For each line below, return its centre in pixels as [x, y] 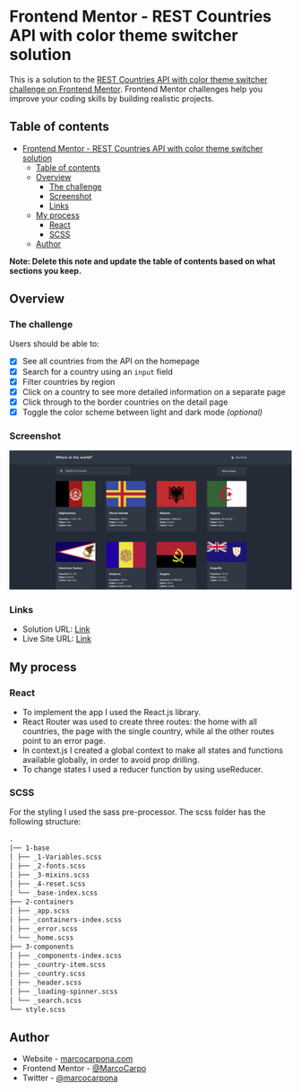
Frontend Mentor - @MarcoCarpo [84, 1069]
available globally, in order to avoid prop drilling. [111, 760]
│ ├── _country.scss [48, 974]
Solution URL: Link [56, 629]
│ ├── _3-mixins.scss [50, 875]
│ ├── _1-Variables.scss [56, 857]
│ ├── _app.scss [39, 911]
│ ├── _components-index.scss [66, 956]
